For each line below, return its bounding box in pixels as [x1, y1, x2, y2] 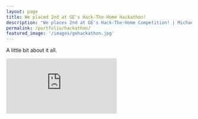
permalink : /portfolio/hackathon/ [6, 25, 91, 31]
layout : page [6, 8, 38, 15]
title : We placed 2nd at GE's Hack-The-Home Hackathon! [6, 14, 146, 20]
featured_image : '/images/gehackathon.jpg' [6, 31, 115, 37]
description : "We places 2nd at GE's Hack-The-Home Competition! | [6, 19, 176, 25]
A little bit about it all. [6, 47, 57, 54]
